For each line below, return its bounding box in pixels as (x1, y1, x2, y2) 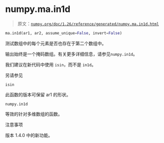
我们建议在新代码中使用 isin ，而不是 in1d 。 (5, 61, 96, 67)
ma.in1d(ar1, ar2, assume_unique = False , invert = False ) (5, 30, 122, 35)
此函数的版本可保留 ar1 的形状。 (5, 91, 71, 97)
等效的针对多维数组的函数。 (5, 111, 63, 117)
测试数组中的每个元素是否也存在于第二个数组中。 (5, 40, 106, 46)
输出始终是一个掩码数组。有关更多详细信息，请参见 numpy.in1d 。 (5, 51, 138, 57)
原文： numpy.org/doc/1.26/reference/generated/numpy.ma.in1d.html (17, 20, 159, 26)
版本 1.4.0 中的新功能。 (5, 132, 53, 138)
